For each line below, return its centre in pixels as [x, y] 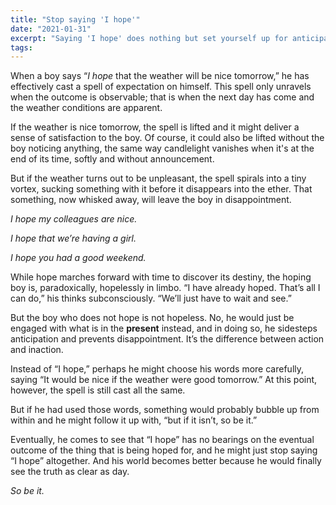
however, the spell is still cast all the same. [98, 390]
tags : [21, 47]
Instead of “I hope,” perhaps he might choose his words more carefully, [157, 369]
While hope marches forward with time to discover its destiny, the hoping [161, 277]
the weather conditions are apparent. [86, 108]
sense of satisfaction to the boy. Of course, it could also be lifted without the [167, 138]
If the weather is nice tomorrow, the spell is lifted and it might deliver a [155, 127]
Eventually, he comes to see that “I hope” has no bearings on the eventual [162, 440]
